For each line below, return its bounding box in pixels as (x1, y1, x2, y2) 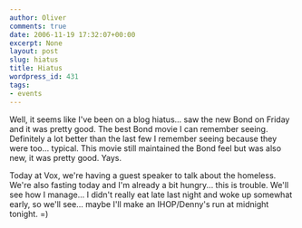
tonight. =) (9, 208, 49, 219)
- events (9, 89, 43, 98)
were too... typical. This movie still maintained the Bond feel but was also (9, 142, 282, 154)
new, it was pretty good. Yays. (9, 152, 122, 163)
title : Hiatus (9, 64, 63, 73)
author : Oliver (9, 13, 67, 23)
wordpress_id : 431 (9, 72, 79, 81)
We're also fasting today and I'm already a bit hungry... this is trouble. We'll (9, 179, 289, 190)
